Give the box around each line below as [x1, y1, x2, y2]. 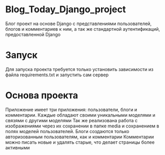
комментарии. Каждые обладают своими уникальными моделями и [5, 112, 155, 118]
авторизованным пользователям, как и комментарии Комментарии [5, 134, 154, 140]
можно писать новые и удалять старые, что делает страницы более [5, 139, 155, 145]
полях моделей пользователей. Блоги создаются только [5, 128, 130, 134]
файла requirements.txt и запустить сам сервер [5, 72, 109, 78]
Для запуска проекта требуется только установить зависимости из [5, 66, 154, 72]
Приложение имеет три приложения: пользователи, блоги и [5, 106, 137, 113]
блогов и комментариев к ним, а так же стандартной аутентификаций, [5, 26, 160, 32]
